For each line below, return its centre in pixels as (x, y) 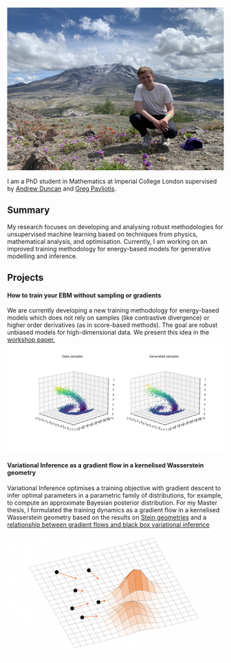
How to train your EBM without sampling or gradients (84, 295)
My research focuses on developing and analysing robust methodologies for (115, 227)
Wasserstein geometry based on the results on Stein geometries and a (107, 517)
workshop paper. (31, 340)
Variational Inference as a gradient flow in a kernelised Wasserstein (106, 465)
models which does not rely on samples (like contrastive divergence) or (108, 318)
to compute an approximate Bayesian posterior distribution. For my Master (112, 503)
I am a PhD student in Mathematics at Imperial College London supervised (112, 181)
